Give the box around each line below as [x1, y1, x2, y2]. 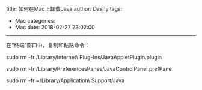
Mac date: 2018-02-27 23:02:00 [14, 23, 95, 31]
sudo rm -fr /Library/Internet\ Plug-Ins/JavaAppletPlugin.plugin [6, 53, 162, 61]
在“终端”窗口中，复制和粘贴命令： [6, 41, 90, 49]
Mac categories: [14, 17, 56, 24]
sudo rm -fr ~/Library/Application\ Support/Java [6, 77, 125, 84]
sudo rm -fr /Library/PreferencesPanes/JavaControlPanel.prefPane [6, 65, 173, 72]
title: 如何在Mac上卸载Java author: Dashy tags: [6, 5, 123, 12]
